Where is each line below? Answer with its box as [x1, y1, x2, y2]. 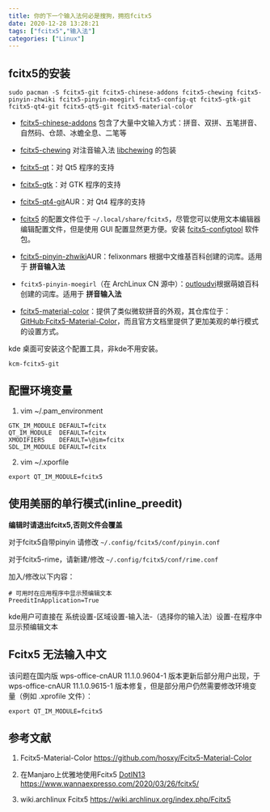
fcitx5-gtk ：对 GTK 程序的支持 [19, 180, 121, 190]
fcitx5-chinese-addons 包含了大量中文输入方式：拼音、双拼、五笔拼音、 [19, 118, 262, 128]
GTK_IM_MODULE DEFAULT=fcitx [8, 421, 107, 430]
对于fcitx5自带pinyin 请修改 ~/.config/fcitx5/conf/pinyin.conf [8, 536, 221, 547]
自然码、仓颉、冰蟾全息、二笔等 [19, 128, 127, 138]
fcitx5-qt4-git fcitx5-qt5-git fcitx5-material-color [8, 103, 194, 111]
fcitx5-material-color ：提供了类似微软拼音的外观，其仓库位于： [19, 306, 231, 316]
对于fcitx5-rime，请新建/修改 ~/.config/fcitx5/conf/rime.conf [8, 554, 219, 564]
